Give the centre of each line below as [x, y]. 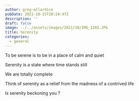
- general [19, 41]
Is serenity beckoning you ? [33, 93]
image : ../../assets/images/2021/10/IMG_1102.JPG [57, 28]
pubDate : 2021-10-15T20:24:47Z [37, 14]
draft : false [18, 23]
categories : [17, 37]
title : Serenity [21, 32]
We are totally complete [29, 74]
